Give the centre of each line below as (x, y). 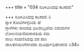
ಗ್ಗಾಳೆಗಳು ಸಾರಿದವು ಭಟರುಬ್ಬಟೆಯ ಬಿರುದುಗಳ (38, 28)
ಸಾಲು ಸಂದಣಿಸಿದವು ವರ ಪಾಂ (26, 39)
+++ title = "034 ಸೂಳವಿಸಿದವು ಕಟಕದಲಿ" (39, 7)
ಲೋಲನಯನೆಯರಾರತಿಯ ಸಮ (28, 33)
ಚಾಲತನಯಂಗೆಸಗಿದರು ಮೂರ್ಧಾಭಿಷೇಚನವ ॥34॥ (42, 44)
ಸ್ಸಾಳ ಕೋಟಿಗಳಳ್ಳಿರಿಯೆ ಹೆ (23, 22)
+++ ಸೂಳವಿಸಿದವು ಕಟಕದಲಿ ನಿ (28, 17)
